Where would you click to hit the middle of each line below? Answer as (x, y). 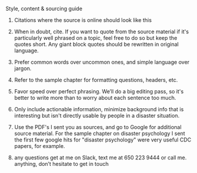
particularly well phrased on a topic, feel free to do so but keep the (96, 38)
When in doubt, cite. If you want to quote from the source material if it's (101, 32)
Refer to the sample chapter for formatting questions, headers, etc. (96, 80)
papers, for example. (39, 146)
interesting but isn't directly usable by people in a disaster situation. (97, 116)
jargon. (23, 68)
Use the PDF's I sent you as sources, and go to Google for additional (98, 127)
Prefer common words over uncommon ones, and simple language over (102, 62)
